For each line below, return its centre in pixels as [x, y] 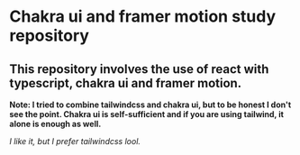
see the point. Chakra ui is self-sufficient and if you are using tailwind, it [146, 114]
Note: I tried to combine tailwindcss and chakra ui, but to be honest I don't [150, 105]
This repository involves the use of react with [139, 69]
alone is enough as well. [55, 124]
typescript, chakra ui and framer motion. [126, 83]
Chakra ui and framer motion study [143, 17]
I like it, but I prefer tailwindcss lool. [75, 141]
